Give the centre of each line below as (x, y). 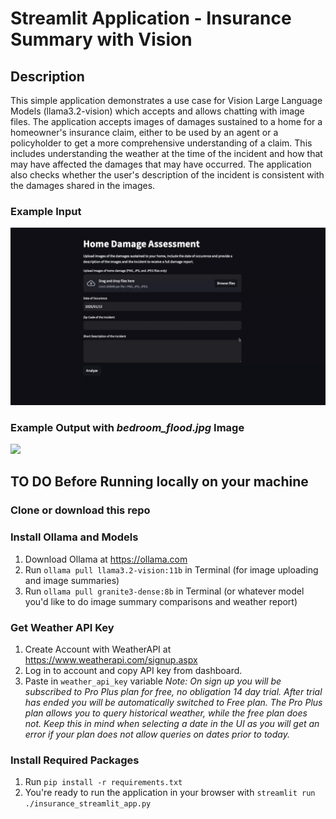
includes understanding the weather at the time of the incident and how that (166, 153)
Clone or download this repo (80, 510)
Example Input (46, 211)
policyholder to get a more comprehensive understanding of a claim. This (161, 143)
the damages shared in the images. (83, 185)
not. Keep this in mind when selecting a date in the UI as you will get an (172, 723)
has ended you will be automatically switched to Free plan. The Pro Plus (173, 702)
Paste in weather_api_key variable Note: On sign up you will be (153, 681)
